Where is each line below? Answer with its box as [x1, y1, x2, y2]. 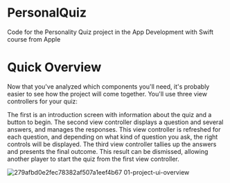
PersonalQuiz [7, 5, 87, 21]
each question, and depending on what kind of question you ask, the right [7, 132, 218, 141]
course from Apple [7, 35, 61, 43]
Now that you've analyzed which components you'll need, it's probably [7, 82, 210, 91]
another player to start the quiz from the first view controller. [7, 155, 180, 163]
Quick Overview [7, 60, 102, 76]
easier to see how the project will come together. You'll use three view [7, 89, 208, 98]
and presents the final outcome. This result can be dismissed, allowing [7, 147, 209, 155]
